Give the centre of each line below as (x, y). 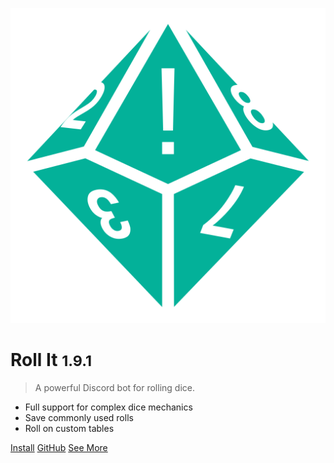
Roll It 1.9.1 (51, 360)
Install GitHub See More (59, 447)
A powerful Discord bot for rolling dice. (114, 387)
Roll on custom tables (69, 428)
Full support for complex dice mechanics (108, 407)
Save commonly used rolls (79, 417)
